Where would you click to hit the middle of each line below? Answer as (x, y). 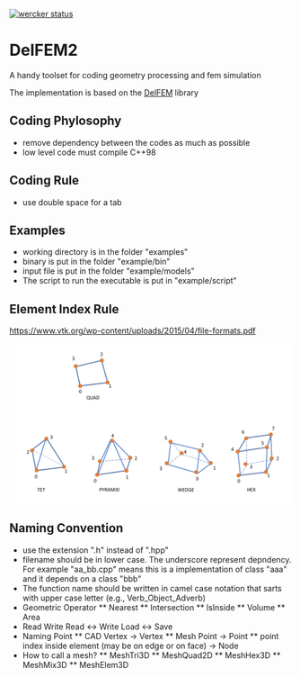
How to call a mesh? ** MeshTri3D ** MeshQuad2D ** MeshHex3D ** (151, 655)
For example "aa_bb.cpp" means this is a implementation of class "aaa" (154, 569)
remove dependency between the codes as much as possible (136, 142)
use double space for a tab (72, 202)
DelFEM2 (44, 50)
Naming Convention (66, 528)
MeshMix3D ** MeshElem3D (75, 664)
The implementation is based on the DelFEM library (104, 92)
